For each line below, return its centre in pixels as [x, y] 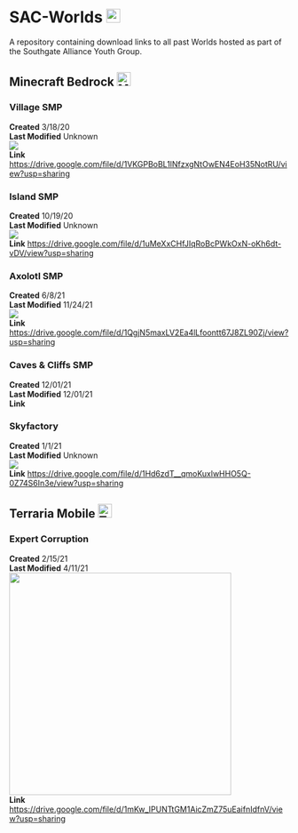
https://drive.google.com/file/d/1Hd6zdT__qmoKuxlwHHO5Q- [139, 473]
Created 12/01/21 [40, 384]
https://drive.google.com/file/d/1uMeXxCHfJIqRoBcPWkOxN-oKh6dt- [154, 244]
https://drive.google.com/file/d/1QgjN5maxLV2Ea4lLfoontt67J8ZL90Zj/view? [149, 332]
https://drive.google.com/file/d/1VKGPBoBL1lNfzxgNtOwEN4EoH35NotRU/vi [148, 164]
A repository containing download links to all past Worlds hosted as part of [145, 42]
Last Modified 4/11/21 [49, 568]
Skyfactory [34, 427]
